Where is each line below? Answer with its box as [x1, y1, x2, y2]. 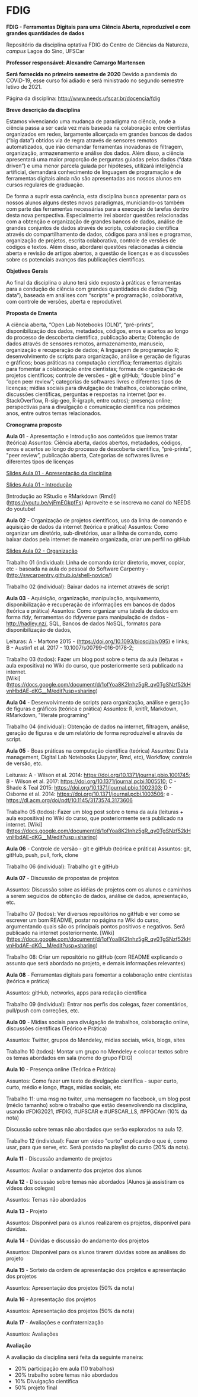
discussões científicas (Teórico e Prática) [6, 1025, 107, 1032]
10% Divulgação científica [14, 1377, 79, 1384]
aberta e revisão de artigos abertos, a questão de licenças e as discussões [6, 250, 189, 257]
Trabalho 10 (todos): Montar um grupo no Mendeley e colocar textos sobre [6, 1047, 189, 1055]
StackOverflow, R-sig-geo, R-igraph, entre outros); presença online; [6, 397, 173, 404]
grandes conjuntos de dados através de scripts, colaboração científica [6, 224, 179, 231]
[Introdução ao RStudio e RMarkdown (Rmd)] [6, 492, 116, 500]
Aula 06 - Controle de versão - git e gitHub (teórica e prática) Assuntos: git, [6, 845, 191, 852]
